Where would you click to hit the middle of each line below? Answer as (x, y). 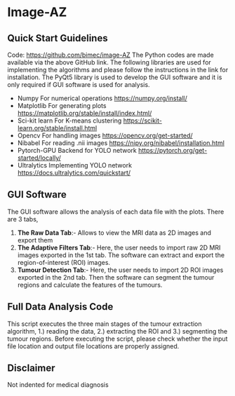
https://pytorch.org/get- (173, 150)
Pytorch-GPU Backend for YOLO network (77, 150)
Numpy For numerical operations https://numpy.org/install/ (102, 98)
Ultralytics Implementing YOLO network (74, 165)
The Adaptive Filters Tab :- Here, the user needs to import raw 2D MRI (119, 247)
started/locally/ (39, 158)
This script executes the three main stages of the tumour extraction (105, 324)
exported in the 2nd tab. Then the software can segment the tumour (116, 277)
